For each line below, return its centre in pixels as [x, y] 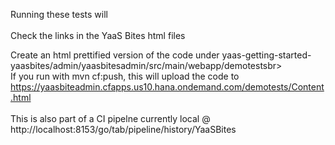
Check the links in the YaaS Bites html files [98, 35]
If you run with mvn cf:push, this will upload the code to [125, 76]
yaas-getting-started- [266, 55]
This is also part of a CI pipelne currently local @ [110, 118]
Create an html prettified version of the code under [115, 55]
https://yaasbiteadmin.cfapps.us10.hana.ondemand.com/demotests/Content [167, 87]
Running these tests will [59, 14]
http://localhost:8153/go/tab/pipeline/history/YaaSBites [123, 129]
